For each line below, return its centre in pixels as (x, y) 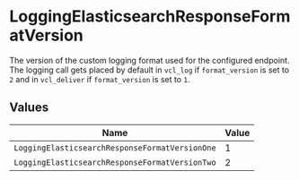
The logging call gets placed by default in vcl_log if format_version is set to (149, 70)
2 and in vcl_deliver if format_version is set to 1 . (100, 79)
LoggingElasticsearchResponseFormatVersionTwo (115, 162)
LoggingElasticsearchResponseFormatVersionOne (115, 148)
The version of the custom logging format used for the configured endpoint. (149, 60)
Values (29, 108)
